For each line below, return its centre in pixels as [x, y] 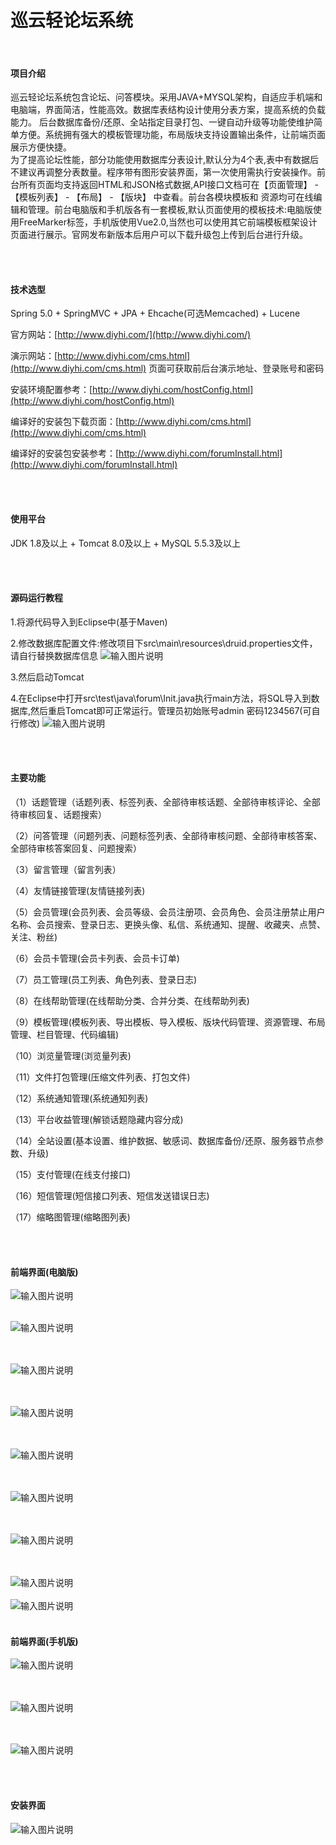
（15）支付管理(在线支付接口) [71, 1174]
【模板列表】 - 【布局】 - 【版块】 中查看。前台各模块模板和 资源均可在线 [162, 197]
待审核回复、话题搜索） [58, 814]
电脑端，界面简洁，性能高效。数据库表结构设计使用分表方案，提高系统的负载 [168, 110]
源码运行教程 [36, 598]
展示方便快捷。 [41, 147]
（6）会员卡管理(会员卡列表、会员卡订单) [95, 958]
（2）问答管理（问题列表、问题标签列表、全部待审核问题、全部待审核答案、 [166, 835]
